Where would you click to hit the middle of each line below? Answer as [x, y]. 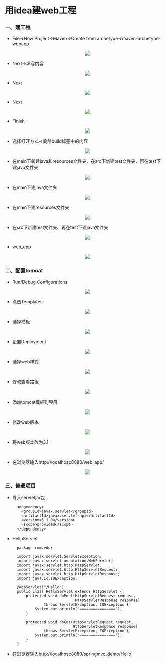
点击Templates [27, 301]
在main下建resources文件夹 [41, 208]
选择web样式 [25, 361]
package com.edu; [35, 548]
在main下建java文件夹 [35, 187]
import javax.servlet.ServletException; [60, 557]
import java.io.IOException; [47, 578]
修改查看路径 [25, 381]
